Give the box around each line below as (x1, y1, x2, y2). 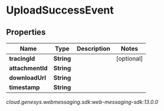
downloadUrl (9, 74, 46, 81)
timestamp (9, 83, 40, 92)
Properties (6, 27, 46, 37)
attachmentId (9, 64, 48, 72)
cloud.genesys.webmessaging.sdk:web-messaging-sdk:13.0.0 (6, 99, 159, 105)
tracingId (9, 54, 35, 63)
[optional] (116, 54, 143, 63)
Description (76, 45, 110, 53)
